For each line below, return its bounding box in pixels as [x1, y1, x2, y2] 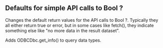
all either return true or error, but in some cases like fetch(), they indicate [5, 22, 154, 28]
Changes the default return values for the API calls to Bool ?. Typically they [5, 17, 159, 23]
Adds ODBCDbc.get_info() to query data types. [5, 37, 102, 43]
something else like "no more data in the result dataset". [5, 27, 120, 34]
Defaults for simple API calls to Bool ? [5, 4, 123, 12]
